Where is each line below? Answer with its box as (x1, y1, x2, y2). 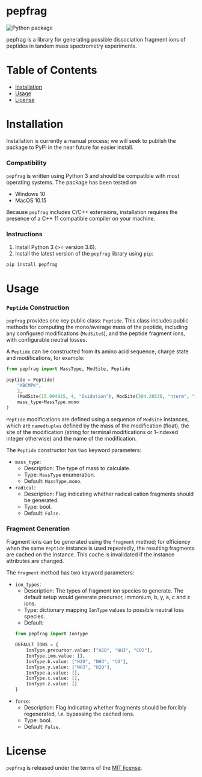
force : (14, 697, 31, 705)
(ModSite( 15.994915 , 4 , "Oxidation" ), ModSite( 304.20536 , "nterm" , (17, 394, 189, 400)
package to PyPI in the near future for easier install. (6, 143, 133, 151)
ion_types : (14, 580, 41, 588)
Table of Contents (6, 63, 97, 77)
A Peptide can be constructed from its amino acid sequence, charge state (6, 348, 189, 355)
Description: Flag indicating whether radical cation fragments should (23, 490, 194, 498)
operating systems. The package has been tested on (6, 179, 137, 186)
